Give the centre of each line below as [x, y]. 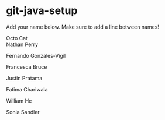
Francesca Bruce [27, 67]
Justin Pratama [24, 78]
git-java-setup [42, 11]
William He [19, 101]
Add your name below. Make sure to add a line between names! [83, 27]
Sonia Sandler [23, 112]
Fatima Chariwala [27, 89]
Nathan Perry [22, 44]
